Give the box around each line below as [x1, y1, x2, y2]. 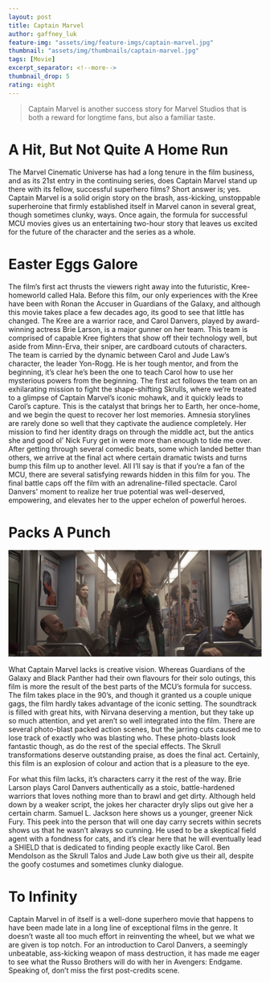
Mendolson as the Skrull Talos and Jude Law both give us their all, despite [8, 850, 255, 860]
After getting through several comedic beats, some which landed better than [8, 444, 261, 453]
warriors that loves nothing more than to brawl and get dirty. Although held [8, 791, 256, 801]
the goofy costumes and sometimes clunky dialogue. [8, 859, 184, 869]
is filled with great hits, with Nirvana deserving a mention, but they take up [8, 707, 255, 717]
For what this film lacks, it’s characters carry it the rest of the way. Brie [8, 774, 242, 784]
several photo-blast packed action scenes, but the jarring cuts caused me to [8, 724, 261, 734]
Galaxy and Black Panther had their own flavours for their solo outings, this [8, 673, 256, 682]
